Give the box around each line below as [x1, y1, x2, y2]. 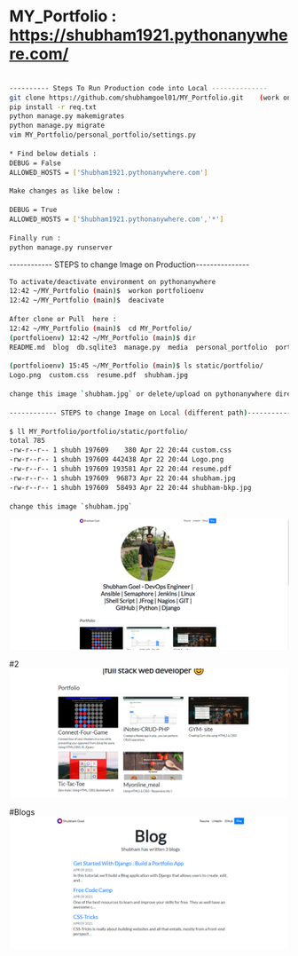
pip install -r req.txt [9, 102, 98, 112]
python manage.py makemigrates [9, 112, 125, 121]
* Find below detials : [9, 149, 98, 158]
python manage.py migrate [9, 122, 105, 130]
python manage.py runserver [9, 242, 114, 252]
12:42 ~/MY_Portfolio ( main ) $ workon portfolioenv [9, 287, 204, 296]
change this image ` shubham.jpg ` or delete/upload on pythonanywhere [9, 390, 272, 399]
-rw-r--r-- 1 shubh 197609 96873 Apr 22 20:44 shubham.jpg [9, 473, 237, 483]
